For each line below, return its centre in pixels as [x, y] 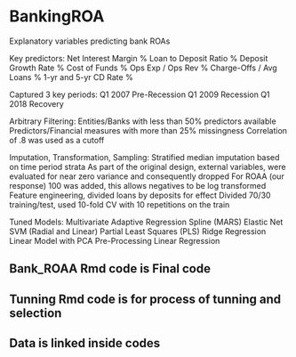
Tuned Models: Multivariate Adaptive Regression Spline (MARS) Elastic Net [146, 222]
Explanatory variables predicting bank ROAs [90, 41]
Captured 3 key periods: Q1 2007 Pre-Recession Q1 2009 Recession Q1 [140, 94]
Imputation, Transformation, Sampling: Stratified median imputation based [144, 157]
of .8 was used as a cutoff [57, 140]
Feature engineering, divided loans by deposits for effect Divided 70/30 [140, 195]
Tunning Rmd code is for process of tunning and [145, 299]
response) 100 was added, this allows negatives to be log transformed [138, 185]
